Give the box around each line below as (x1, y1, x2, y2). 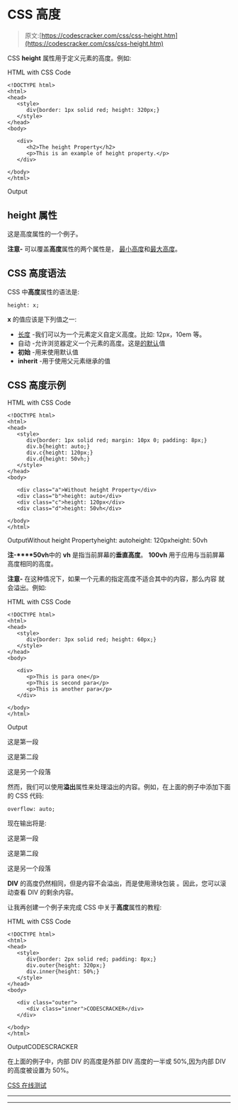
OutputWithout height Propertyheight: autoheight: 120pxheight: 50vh (7, 536, 208, 545)
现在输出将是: (7, 819, 47, 827)
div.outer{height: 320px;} (25, 962, 106, 969)
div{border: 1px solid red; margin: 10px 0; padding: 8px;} (25, 437, 208, 444)
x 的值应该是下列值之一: (7, 315, 77, 323)
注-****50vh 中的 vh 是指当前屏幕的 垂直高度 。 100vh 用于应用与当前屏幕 (7, 550, 225, 560)
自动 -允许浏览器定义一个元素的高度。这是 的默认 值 (17, 339, 166, 347)
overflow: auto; (7, 805, 55, 813)
